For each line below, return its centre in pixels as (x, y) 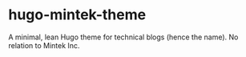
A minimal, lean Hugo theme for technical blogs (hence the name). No (123, 37)
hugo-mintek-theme (77, 15)
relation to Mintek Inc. (44, 45)
